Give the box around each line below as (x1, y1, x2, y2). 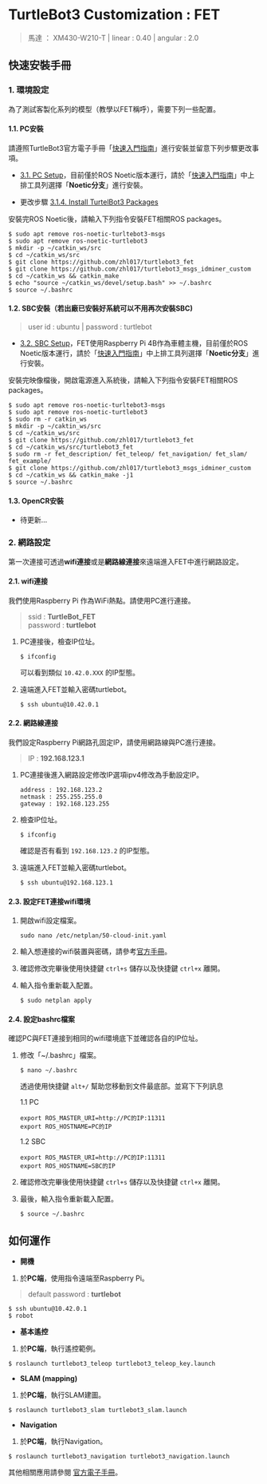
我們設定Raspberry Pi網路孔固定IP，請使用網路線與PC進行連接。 (8, 737, 221, 747)
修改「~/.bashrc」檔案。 (19, 1051, 101, 1060)
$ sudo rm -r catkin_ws (8, 415, 88, 424)
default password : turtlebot (27, 1289, 121, 1299)
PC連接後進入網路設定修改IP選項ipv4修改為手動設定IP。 (19, 770, 203, 779)
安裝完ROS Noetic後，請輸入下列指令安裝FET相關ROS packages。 (8, 214, 226, 224)
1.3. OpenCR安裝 (8, 496, 64, 505)
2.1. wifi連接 (8, 576, 49, 586)
